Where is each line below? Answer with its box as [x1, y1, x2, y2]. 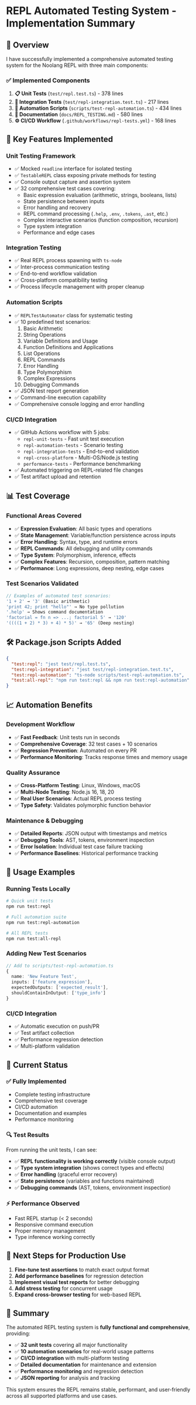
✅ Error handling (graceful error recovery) [14, 1171, 118, 1178]
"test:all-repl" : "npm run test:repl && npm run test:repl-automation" [11, 678, 190, 683]
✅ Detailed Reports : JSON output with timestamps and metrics [14, 830, 167, 837]
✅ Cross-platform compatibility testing [14, 277, 108, 284]
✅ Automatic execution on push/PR [14, 1023, 99, 1030]
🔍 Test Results [6, 1130, 50, 1139]
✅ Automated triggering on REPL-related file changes [14, 466, 143, 473]
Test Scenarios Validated [6, 580, 79, 588]
